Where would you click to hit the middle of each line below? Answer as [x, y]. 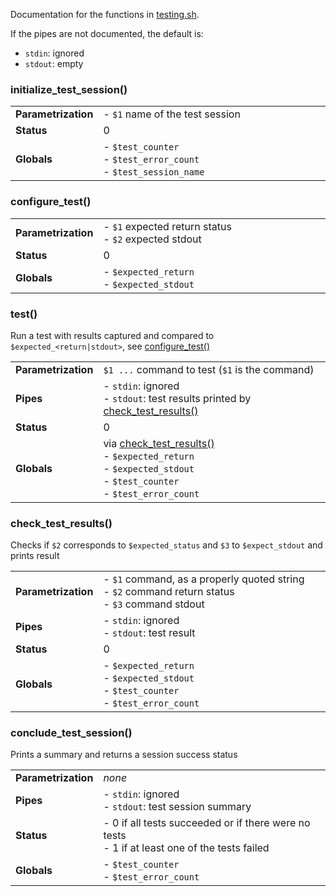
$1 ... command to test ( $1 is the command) [209, 369]
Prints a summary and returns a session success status [124, 755]
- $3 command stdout [154, 604]
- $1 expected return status [167, 226]
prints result [35, 556]
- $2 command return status [169, 592]
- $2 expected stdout [152, 239]
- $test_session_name [154, 172]
